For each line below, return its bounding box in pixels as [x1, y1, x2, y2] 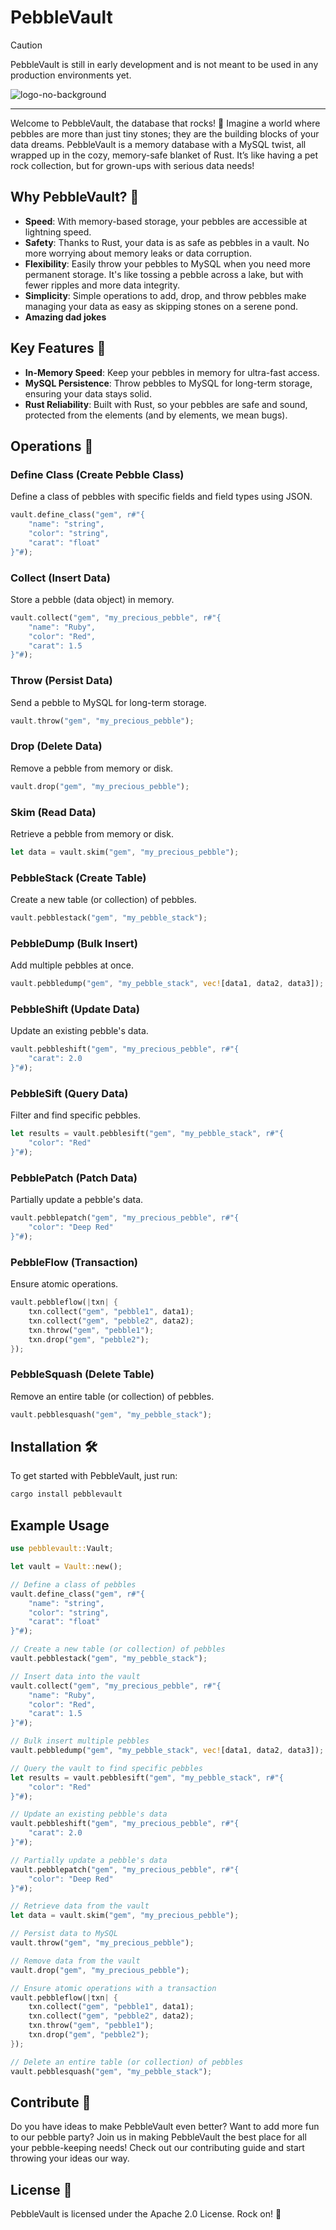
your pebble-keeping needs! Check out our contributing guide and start [10, 2142, 305, 2154]
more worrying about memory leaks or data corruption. [24, 247, 252, 259]
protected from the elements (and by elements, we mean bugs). [24, 409, 288, 421]
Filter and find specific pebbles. [10, 1109, 141, 1121]
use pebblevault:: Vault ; [10, 1544, 114, 1554]
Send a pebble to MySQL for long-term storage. [10, 696, 207, 708]
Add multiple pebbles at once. [10, 959, 134, 971]
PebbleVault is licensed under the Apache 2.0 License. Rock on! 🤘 [10, 2208, 282, 2220]
